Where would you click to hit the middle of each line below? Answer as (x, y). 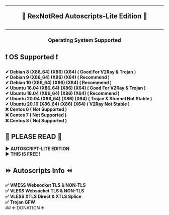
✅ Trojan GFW (20, 202)
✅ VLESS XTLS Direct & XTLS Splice (43, 196)
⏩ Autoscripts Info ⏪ (39, 170)
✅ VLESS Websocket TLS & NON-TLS (45, 191)
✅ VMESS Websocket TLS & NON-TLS (46, 185)
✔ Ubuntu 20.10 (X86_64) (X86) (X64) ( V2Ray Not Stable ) (67, 104)
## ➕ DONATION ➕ (25, 208)
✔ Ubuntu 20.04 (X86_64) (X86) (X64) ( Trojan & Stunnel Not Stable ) (79, 98)
